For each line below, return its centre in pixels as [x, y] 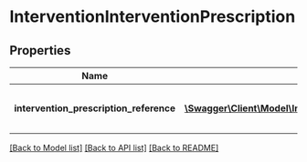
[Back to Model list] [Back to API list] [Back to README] [114, 148]
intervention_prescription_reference [95, 108]
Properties [40, 51]
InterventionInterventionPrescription [153, 17]
